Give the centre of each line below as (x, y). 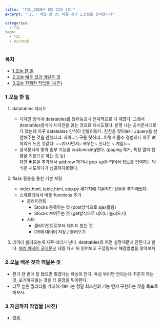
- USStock (19, 41)
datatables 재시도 (29, 109)
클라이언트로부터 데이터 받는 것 (63, 225)
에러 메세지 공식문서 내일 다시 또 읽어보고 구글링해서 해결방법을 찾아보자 (87, 249)
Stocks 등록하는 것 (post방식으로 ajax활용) (75, 207)
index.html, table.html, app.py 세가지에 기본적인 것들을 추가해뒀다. (84, 189)
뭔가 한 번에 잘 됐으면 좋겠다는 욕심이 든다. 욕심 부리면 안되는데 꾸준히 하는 (83, 274)
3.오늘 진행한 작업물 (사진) (37, 83)
